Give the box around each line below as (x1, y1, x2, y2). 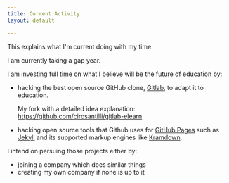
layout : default (7, 17, 55, 24)
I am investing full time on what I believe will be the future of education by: (7, 70, 223, 78)
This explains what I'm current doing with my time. (7, 42, 153, 51)
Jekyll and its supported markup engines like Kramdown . (17, 133, 183, 141)
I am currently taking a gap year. (7, 56, 101, 64)
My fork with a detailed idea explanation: (17, 104, 136, 113)
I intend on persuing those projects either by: (7, 146, 138, 155)
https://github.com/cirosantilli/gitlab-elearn (17, 112, 143, 120)
